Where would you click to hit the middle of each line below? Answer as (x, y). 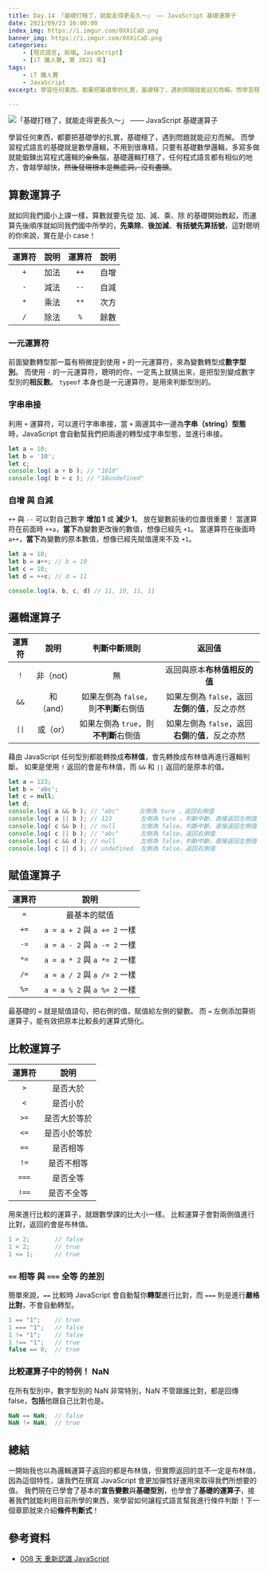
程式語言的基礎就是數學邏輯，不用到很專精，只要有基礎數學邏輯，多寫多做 (137, 148)
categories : (28, 45)
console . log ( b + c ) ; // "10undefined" (77, 478)
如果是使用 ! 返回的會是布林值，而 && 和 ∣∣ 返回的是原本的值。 (126, 766)
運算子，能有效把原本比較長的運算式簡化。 (78, 1021)
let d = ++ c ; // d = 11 (48, 577)
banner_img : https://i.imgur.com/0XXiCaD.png (85, 38)
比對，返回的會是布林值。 (50, 1224)
